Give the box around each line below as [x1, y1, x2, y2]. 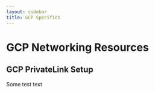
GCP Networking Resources [6, 40, 149, 54]
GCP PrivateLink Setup [6, 65, 93, 75]
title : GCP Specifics [6, 14, 61, 21]
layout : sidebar [6, 8, 47, 15]
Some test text [6, 80, 43, 88]
